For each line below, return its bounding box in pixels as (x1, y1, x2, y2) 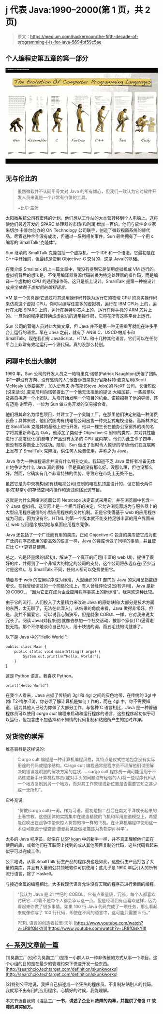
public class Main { (5, 644, 47, 649)
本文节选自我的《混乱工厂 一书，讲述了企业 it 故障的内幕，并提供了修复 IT (5, 998, 151, 1003)
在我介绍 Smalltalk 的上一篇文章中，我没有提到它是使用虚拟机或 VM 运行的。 (5, 266, 158, 272)
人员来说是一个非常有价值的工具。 (21, 194, 90, 200)
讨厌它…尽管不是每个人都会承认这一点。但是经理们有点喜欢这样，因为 (17, 898, 157, 904)
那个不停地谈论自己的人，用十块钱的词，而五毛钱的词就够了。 (22, 623, 146, 630)
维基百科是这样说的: (5, 746, 45, 752)
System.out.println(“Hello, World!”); (23, 654, 101, 659)
